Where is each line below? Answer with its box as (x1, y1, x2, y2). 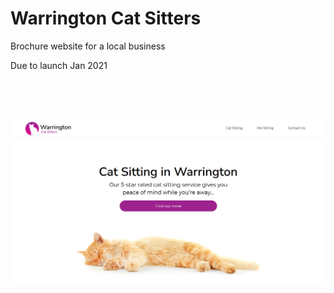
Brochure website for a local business (10, 40, 166, 52)
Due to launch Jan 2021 (10, 59, 108, 71)
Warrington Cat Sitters (10, 7, 202, 30)
